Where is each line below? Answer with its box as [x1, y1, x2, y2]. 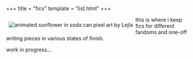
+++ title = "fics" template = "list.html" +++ [6, 5, 111, 12]
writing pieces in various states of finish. [6, 35, 104, 41]
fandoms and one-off [135, 29, 187, 36]
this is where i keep [135, 16, 182, 23]
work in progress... [6, 46, 52, 53]
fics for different [135, 23, 175, 29]
